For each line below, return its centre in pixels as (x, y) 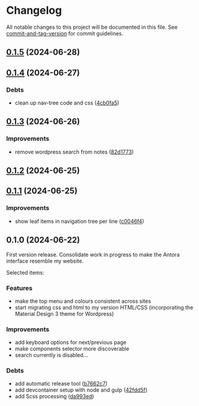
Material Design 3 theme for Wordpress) (64, 314)
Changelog (34, 10)
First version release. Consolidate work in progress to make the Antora (93, 254)
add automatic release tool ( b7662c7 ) (61, 384)
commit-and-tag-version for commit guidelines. (65, 33)
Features (19, 288)
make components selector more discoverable (72, 349)
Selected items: (25, 272)
